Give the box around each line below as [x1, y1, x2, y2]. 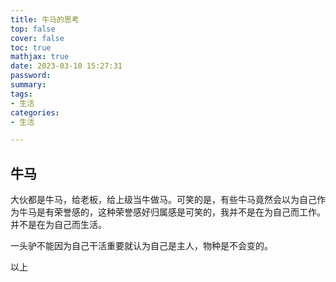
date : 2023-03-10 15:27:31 [10, 61, 123, 71]
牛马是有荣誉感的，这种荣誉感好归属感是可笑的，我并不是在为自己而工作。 [18, 206, 326, 218]
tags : [10, 89, 33, 99]
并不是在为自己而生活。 [10, 219, 107, 231]
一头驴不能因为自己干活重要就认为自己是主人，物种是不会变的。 [10, 240, 273, 252]
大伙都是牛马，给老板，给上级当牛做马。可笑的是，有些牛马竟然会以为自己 [10, 194, 317, 206]
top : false [10, 24, 56, 34]
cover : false [10, 33, 65, 43]
